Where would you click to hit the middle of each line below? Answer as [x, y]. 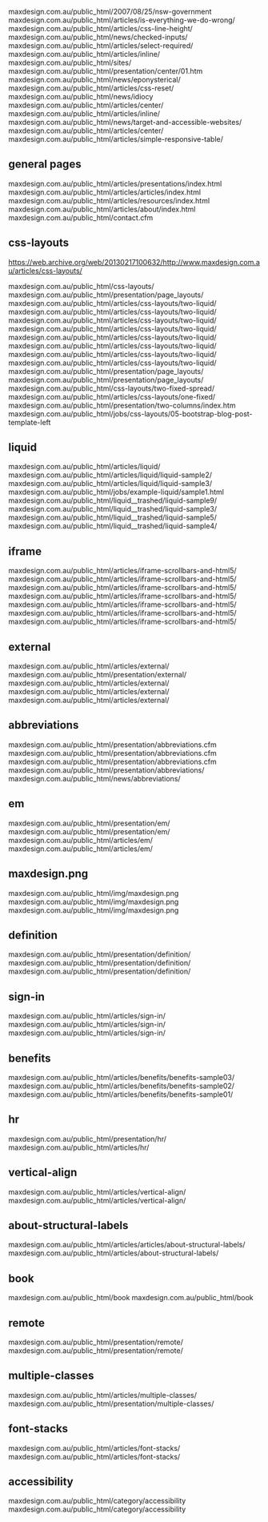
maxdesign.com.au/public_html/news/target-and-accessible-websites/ [125, 122]
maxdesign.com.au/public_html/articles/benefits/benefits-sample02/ [121, 1086]
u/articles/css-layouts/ [45, 271]
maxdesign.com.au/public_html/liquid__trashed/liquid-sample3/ [113, 509]
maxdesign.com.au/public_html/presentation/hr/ [87, 1138]
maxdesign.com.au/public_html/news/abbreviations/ [95, 778]
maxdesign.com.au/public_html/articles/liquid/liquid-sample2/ [110, 475]
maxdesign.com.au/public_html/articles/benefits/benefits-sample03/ [121, 1077]
